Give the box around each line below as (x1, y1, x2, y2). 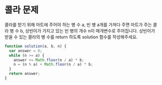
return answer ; (9, 71, 40, 76)
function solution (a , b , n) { (4, 44, 67, 49)
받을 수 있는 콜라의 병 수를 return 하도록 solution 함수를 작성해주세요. (4, 34, 138, 40)
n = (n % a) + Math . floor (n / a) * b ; (13, 62, 93, 67)
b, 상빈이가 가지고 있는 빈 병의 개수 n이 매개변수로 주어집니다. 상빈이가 (20, 28, 156, 33)
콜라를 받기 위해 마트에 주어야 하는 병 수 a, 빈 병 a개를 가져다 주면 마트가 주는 (4, 22, 152, 28)
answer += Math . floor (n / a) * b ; (13, 57, 84, 62)
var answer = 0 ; (9, 48, 42, 53)
